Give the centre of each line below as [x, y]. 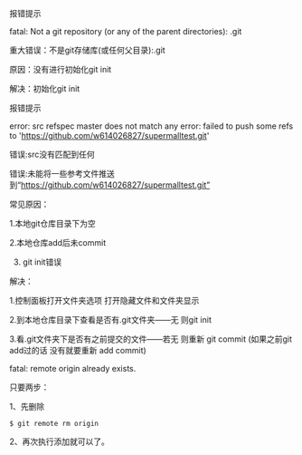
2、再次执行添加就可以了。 [57, 441]
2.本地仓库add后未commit [58, 242]
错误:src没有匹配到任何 [52, 154]
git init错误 [42, 262]
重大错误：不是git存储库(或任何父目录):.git [87, 50]
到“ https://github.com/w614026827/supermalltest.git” [110, 185]
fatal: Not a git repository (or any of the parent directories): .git [126, 31]
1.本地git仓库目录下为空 [53, 223]
